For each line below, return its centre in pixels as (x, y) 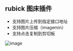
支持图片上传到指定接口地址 (40, 21)
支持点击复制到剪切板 (33, 34)
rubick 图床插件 (29, 9)
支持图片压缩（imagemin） (39, 27)
